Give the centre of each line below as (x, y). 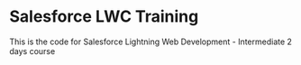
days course (32, 51)
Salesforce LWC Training (104, 17)
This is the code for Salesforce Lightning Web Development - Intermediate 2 (151, 42)
